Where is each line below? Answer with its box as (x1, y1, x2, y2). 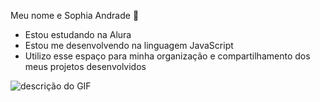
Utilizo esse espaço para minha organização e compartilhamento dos (24, 50, 311, 62)
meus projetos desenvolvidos (24, 61, 147, 72)
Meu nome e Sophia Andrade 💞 (10, 10, 140, 21)
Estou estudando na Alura (24, 29, 132, 40)
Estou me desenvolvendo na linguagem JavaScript (24, 40, 234, 51)
